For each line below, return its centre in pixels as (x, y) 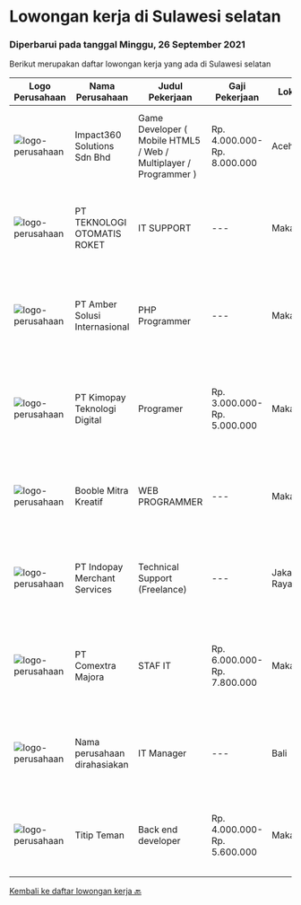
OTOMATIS (98, 233)
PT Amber (96, 304)
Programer (161, 409)
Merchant (95, 578)
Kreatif (89, 502)
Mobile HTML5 (170, 141)
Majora (90, 677)
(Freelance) (163, 590)
